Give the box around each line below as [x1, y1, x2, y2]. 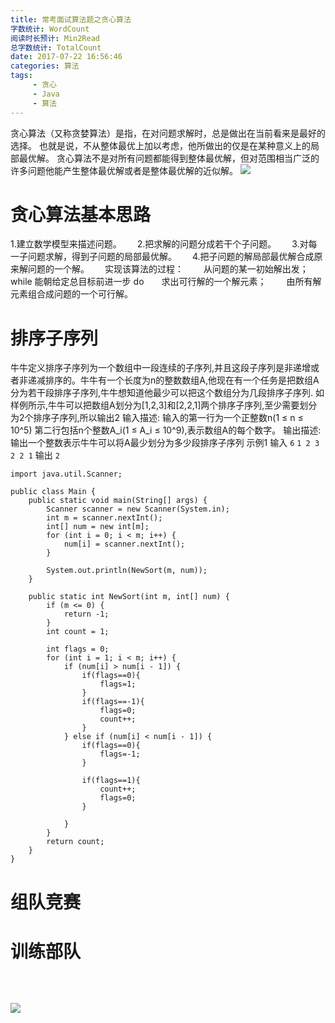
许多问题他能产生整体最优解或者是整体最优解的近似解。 [10, 164, 238, 176]
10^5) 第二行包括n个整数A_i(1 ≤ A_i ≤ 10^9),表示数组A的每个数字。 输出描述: [10, 424, 322, 436]
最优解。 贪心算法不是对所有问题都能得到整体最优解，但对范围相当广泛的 [18, 152, 320, 164]
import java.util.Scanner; [10, 469, 123, 480]
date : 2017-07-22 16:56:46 [10, 52, 123, 62]
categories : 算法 [10, 61, 80, 71]
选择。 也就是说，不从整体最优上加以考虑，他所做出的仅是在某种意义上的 [10, 139, 311, 151]
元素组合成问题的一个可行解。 [10, 288, 133, 300]
